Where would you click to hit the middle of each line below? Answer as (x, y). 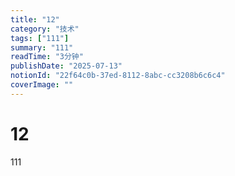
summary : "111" (42, 47)
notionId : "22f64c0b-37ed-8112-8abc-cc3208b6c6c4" (118, 76)
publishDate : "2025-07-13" (66, 66)
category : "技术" (45, 29)
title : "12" (35, 19)
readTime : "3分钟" (47, 57)
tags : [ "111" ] (40, 38)
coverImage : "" (42, 85)
